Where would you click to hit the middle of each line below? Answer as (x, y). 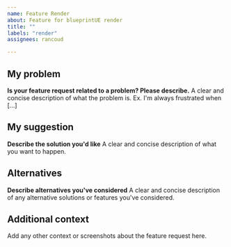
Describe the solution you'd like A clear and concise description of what (112, 144)
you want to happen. (37, 151)
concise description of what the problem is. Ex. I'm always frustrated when (114, 97)
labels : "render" (32, 33)
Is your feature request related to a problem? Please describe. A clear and (115, 90)
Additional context (48, 219)
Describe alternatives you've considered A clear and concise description (114, 190)
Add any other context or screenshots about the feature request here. (107, 236)
